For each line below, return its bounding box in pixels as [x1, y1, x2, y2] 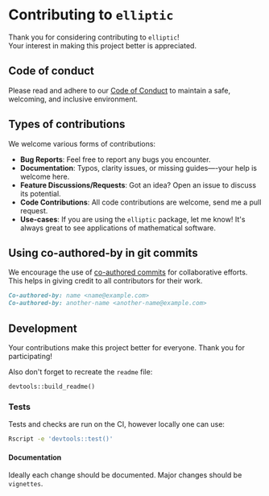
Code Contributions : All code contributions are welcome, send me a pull [19, 197, 262, 207]
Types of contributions [8, 118, 126, 131]
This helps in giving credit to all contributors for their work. [8, 276, 203, 286]
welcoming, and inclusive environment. [8, 94, 139, 104]
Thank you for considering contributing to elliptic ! [8, 32, 180, 42]
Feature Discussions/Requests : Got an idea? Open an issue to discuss [19, 180, 256, 190]
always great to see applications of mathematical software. [19, 223, 216, 233]
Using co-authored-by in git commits [8, 246, 199, 259]
